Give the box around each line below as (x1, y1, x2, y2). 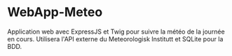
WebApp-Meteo (7, 4, 103, 20)
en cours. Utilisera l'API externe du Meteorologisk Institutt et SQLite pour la (7, 34, 224, 43)
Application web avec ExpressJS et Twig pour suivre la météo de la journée (7, 27, 226, 36)
